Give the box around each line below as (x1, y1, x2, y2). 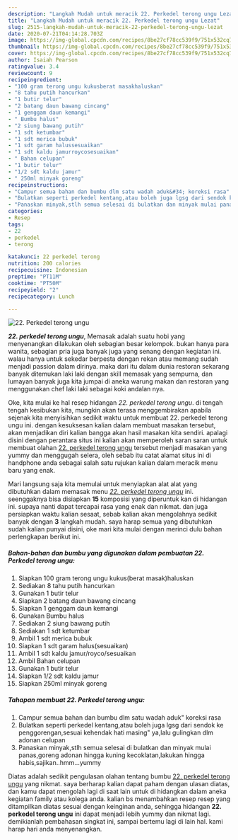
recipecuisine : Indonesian (8, 267, 88, 274)
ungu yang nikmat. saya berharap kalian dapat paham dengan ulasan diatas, (8, 780, 230, 788)
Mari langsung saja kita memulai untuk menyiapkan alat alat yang (8, 480, 198, 488)
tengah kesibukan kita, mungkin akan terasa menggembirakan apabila (8, 406, 212, 415)
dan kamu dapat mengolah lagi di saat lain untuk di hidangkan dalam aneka (8, 787, 227, 796)
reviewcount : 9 (8, 69, 53, 76)
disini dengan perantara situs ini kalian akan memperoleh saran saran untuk (8, 436, 228, 444)
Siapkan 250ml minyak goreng (18, 679, 107, 688)
